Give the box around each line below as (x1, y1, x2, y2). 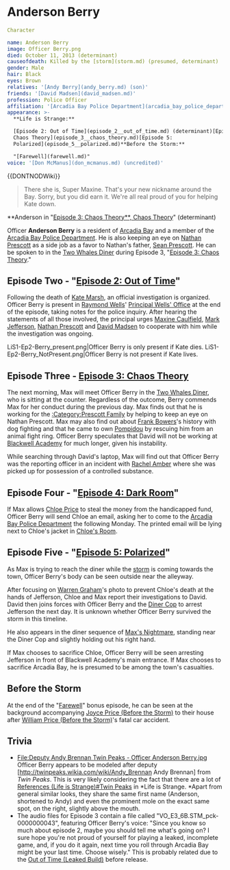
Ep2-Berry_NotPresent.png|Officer (7, 350, 105, 358)
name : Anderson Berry (7, 39, 69, 46)
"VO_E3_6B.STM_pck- (156, 812, 219, 820)
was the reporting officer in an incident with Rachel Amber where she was (7, 460, 216, 468)
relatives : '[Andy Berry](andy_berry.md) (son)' (7, 84, 149, 90)
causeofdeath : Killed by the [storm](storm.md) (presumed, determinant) (7, 58, 219, 65)
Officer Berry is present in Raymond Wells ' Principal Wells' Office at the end (7, 301, 221, 309)
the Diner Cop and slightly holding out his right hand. (7, 635, 156, 643)
